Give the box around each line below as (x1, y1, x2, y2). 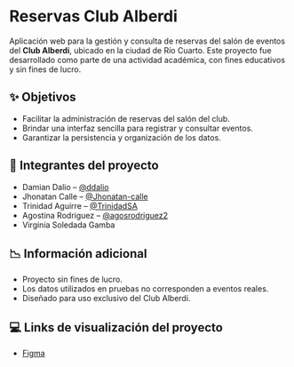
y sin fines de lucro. (9, 64, 82, 75)
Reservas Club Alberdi (9, 6, 178, 27)
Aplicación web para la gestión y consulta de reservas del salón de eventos (9, 36, 286, 46)
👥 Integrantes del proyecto (9, 158, 159, 173)
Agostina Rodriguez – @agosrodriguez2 (21, 210, 169, 220)
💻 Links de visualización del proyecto (9, 320, 224, 335)
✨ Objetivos (9, 90, 77, 105)
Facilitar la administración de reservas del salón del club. (21, 113, 231, 124)
